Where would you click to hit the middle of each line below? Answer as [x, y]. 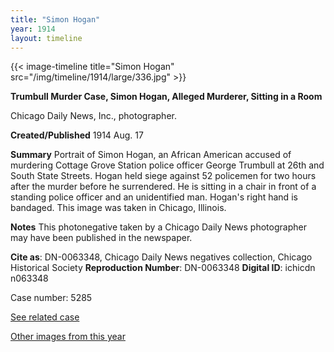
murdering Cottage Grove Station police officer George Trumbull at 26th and [167, 165]
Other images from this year [68, 337]
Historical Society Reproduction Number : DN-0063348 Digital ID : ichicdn [163, 268]
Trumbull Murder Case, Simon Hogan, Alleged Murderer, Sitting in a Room [166, 97]
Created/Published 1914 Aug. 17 [77, 135]
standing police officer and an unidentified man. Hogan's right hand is [154, 197]
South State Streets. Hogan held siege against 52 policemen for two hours [163, 176]
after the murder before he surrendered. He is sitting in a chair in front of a [163, 187]
